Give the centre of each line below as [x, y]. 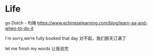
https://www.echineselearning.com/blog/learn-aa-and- [93, 23]
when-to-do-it [19, 28]
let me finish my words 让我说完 [37, 48]
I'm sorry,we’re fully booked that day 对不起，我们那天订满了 [66, 38]
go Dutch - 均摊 [21, 23]
